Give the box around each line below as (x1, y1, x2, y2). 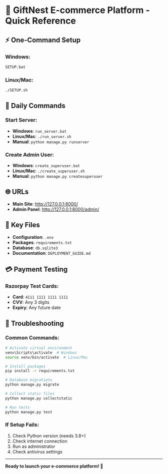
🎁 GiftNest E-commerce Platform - (5, 5, 150, 16)
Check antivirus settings (12, 448, 62, 454)
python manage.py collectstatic (5, 395, 72, 401)
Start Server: (5, 117, 37, 124)
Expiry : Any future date (12, 305, 61, 311)
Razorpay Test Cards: (5, 282, 59, 289)
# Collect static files (5, 391, 55, 396)
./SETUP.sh (5, 88, 28, 93)
